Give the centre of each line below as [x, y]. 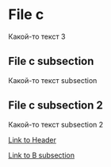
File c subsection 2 [55, 106]
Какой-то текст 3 [37, 36]
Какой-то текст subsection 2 [56, 124]
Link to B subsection [42, 155]
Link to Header [33, 139]
